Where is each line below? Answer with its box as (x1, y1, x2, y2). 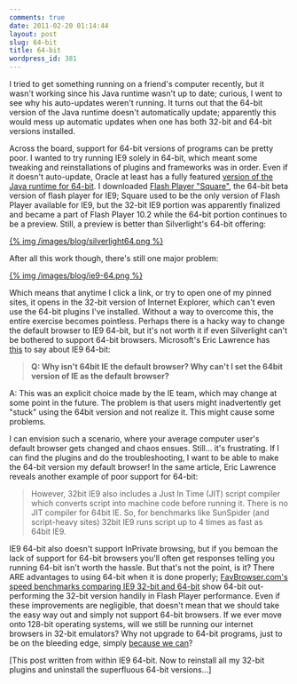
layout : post (9, 29, 58, 38)
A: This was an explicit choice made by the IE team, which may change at (9, 388, 277, 398)
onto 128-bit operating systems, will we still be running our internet (9, 619, 254, 629)
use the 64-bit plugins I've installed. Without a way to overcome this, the (9, 306, 274, 316)
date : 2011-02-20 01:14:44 (9, 21, 109, 30)
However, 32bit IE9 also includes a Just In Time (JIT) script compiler (30, 489, 281, 498)
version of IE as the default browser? (30, 370, 170, 381)
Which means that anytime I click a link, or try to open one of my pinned (9, 288, 272, 298)
